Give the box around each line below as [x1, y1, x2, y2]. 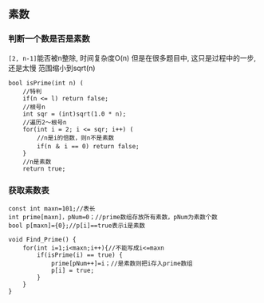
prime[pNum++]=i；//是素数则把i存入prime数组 [50, 259, 193, 267]
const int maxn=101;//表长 [8, 204, 96, 213]
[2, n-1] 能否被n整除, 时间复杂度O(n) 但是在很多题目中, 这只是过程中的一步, [8, 53, 257, 62]
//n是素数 [22, 158, 52, 166]
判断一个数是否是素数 [8, 33, 90, 45]
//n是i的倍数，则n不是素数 [37, 134, 114, 142]
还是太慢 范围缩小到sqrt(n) [8, 63, 96, 73]
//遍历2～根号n [22, 118, 67, 126]
